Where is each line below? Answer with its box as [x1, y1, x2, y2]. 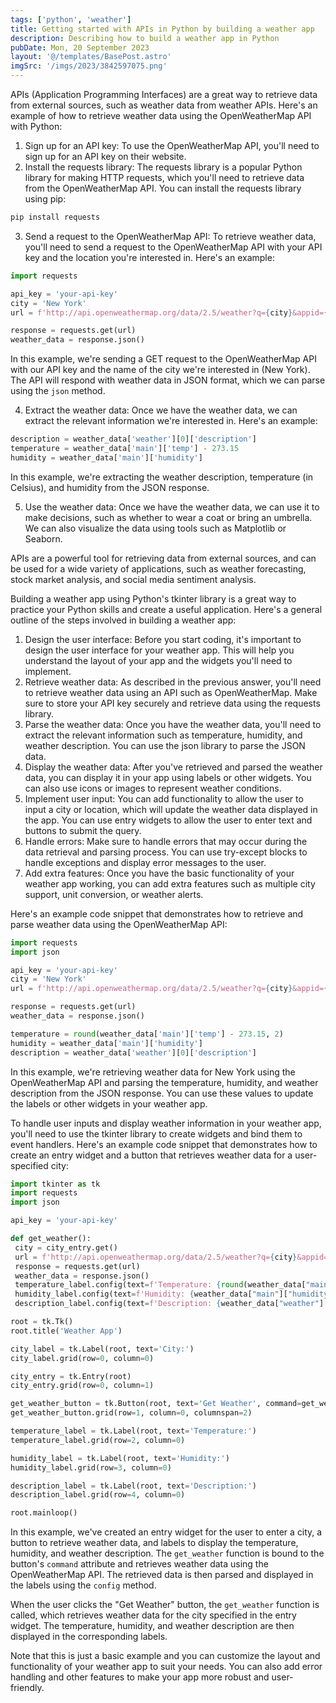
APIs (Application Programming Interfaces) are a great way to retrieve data [10, 89, 318, 100]
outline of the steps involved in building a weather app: [10, 614, 237, 626]
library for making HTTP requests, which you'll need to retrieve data [24, 172, 305, 183]
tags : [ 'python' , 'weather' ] [10, 14, 132, 25]
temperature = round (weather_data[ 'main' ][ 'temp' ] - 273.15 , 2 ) [10, 1029, 284, 1039]
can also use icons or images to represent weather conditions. [24, 782, 282, 794]
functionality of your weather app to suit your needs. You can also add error [10, 1661, 323, 1673]
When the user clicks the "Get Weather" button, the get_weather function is [10, 1599, 320, 1611]
